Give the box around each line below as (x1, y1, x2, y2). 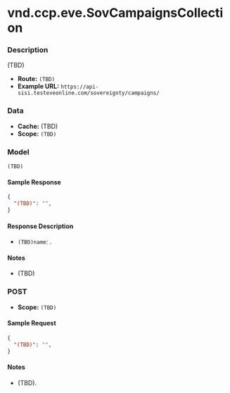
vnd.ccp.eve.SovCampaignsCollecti (7, 5, 224, 21)
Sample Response (7, 177, 61, 186)
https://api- (60, 83, 99, 91)
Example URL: (17, 82, 60, 91)
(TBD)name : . (17, 237, 52, 246)
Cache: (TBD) (17, 122, 58, 130)
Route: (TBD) (17, 75, 55, 83)
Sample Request (7, 319, 56, 327)
